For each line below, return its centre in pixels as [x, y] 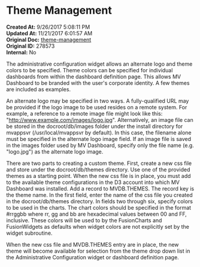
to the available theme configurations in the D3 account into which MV [93, 182]
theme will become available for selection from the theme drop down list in [98, 251]
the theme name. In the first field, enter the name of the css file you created [99, 195]
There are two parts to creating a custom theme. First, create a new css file [99, 163]
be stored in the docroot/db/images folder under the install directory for [95, 126]
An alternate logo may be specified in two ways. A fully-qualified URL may [98, 101]
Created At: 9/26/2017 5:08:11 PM [48, 27]
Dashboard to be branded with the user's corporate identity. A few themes [98, 83]
